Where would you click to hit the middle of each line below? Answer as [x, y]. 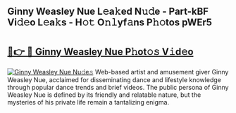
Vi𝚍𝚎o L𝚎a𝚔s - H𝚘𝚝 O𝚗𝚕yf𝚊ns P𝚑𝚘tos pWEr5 [110, 23]
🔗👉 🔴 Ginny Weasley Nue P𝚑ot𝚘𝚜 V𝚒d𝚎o [100, 52]
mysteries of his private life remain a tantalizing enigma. [88, 102]
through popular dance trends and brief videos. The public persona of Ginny [118, 87]
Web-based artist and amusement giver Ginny [162, 72]
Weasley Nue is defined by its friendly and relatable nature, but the [104, 95]
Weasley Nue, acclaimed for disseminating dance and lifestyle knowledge [114, 80]
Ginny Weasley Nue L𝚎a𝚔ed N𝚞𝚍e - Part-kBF [108, 12]
